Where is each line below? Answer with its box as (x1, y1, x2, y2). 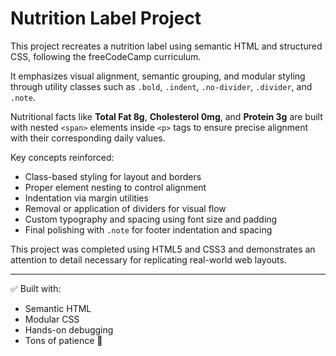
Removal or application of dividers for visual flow (24, 202, 227, 214)
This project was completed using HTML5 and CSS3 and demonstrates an (10, 243, 316, 255)
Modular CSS (24, 313, 80, 325)
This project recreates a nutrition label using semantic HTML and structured (10, 40, 323, 52)
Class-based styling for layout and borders (24, 170, 202, 182)
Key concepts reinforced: (10, 151, 115, 163)
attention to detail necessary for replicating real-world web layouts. (10, 253, 287, 266)
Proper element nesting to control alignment (24, 181, 207, 193)
